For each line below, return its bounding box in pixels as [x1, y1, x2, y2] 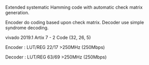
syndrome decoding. [5, 25, 49, 31]
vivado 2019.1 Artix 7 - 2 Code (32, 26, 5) [5, 35, 91, 40]
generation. [5, 10, 29, 16]
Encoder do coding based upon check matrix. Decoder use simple [5, 20, 144, 25]
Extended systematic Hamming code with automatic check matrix [5, 5, 143, 10]
